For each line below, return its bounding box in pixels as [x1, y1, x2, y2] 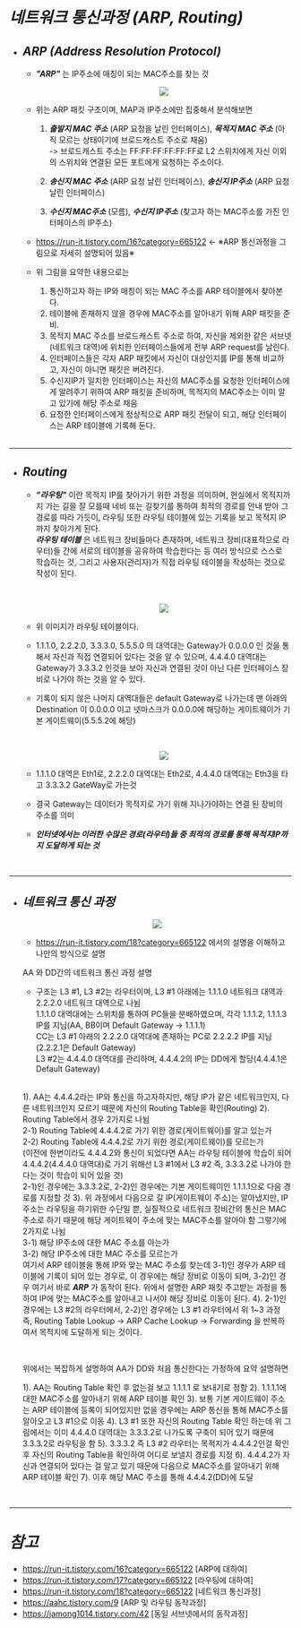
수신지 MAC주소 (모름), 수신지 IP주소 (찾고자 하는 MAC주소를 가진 [48, 206, 280, 217]
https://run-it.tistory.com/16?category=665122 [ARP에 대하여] [21, 1563, 248, 1574]
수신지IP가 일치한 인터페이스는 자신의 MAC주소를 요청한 [48, 375, 245, 385]
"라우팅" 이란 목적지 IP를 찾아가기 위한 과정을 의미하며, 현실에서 [35, 489, 260, 500]
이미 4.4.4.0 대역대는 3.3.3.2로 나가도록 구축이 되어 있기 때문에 [53, 1426, 275, 1437]
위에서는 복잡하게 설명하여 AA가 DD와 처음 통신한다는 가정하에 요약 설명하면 [21, 1363, 289, 1374]
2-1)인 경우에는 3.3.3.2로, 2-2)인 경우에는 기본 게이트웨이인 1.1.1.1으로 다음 [21, 1181, 282, 1192]
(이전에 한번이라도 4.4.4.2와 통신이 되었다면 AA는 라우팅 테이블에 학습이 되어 [21, 1147, 292, 1158]
